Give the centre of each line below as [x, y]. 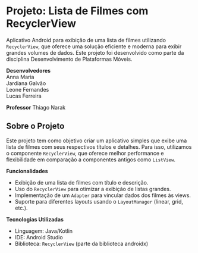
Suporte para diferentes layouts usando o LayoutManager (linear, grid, [99, 201]
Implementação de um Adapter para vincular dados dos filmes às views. [103, 195]
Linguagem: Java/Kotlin [44, 231]
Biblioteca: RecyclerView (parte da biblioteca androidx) [81, 243]
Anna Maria [20, 77]
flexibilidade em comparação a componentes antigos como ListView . [91, 160]
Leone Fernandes [28, 89]
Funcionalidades [27, 171]
